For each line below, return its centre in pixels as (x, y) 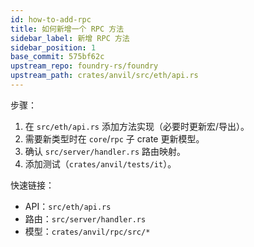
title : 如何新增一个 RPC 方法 (67, 29)
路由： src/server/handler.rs (85, 218)
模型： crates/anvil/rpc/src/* (87, 231)
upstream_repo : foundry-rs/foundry (84, 66)
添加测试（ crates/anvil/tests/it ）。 (100, 163)
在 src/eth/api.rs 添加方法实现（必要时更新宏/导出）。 (137, 126)
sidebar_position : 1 (53, 47)
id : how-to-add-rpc (51, 19)
